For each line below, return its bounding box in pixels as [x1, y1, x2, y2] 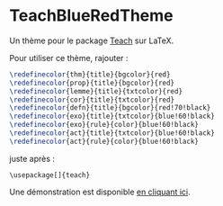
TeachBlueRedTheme [9, 5, 174, 26]
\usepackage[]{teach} [9, 170, 91, 180]
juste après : [9, 153, 56, 164]
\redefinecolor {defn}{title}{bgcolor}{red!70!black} [9, 103, 211, 112]
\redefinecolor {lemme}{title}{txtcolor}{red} [9, 86, 183, 95]
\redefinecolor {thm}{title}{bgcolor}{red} [9, 69, 171, 79]
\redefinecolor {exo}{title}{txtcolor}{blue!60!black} [9, 112, 216, 121]
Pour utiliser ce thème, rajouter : [9, 52, 129, 63]
